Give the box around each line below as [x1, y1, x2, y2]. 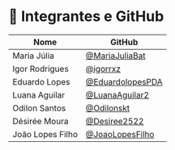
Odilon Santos [12, 102, 66, 114]
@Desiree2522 [85, 115, 144, 127]
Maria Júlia [12, 50, 55, 61]
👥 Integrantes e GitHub [8, 7, 164, 26]
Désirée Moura [12, 115, 69, 127]
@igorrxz [85, 63, 122, 74]
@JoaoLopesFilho [85, 128, 155, 140]
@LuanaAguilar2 [85, 89, 150, 100]
